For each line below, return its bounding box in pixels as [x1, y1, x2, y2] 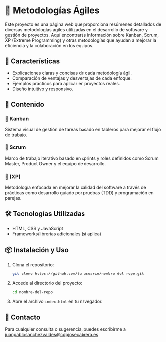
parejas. [5, 195, 22, 201]
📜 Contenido [5, 100, 45, 109]
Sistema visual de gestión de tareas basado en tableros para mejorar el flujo [5, 127, 161, 133]
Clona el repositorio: [12, 261, 54, 268]
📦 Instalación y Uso [5, 246, 69, 254]
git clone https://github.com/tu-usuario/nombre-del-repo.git [12, 271, 144, 276]
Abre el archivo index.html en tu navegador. [12, 298, 103, 305]
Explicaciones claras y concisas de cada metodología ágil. [12, 70, 132, 76]
